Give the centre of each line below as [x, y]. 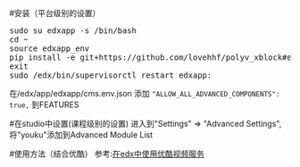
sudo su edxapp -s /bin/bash [73, 31]
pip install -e [42, 58]
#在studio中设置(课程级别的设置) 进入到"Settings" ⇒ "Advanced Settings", [146, 124]
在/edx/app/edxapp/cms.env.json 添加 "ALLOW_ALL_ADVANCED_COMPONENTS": [145, 93]
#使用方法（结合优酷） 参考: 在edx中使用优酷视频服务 [107, 154]
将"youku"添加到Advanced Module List [81, 135]
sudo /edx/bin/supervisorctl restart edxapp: [111, 75]
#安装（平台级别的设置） [55, 13]
